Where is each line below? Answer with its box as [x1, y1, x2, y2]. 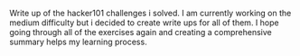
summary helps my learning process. [9, 36, 147, 47]
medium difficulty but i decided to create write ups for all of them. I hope [9, 17, 279, 28]
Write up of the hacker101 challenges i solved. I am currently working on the [9, 8, 292, 18]
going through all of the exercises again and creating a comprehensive [9, 27, 273, 37]
